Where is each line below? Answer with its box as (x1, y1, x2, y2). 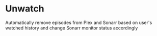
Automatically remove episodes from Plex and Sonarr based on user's (5, 19, 152, 25)
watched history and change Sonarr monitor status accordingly (5, 24, 138, 30)
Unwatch (5, 3, 44, 14)
